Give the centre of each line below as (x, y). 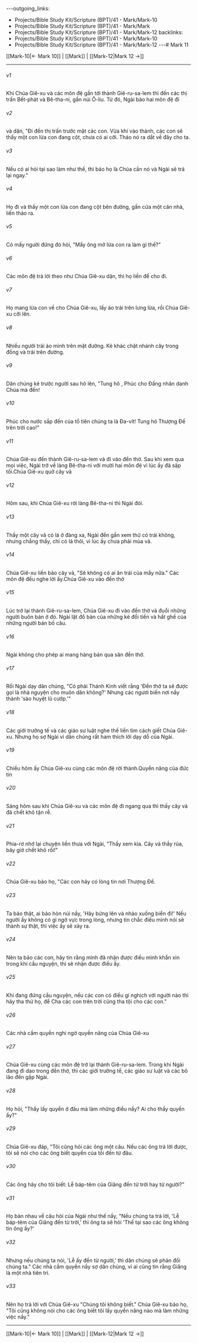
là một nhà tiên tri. (28, 1273)
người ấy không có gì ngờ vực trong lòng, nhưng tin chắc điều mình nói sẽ (95, 919)
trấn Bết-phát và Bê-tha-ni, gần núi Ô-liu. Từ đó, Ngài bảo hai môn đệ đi (93, 100)
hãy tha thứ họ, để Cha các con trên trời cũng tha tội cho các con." (86, 1002)
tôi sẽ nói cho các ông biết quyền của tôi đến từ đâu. (69, 1153)
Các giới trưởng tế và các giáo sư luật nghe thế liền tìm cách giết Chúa (91, 730)
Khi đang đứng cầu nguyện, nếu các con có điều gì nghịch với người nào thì (97, 995)
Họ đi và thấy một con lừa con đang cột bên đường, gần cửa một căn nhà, (95, 207)
